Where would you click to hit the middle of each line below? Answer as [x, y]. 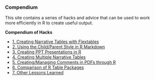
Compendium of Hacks [29, 32]
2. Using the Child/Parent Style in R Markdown [59, 47]
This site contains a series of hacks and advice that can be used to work [77, 18]
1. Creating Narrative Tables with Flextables [55, 42]
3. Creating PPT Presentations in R [47, 52]
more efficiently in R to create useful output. [49, 23]
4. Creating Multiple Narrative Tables [49, 57]
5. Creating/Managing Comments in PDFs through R [64, 63]
